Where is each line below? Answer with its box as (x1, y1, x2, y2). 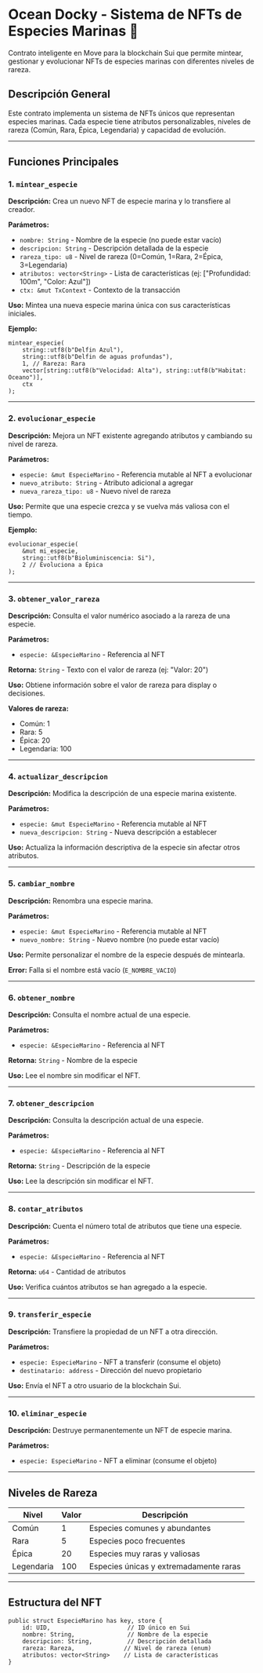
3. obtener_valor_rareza (8, 593, 100, 604)
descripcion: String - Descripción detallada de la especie (19, 243, 209, 253)
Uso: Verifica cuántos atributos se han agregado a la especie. (8, 1282, 207, 1291)
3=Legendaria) (19, 261, 68, 270)
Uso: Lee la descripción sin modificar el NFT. (8, 1176, 154, 1186)
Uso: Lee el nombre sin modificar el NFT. (8, 1070, 141, 1080)
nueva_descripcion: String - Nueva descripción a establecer (19, 827, 218, 837)
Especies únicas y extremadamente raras (88, 1561, 241, 1572)
